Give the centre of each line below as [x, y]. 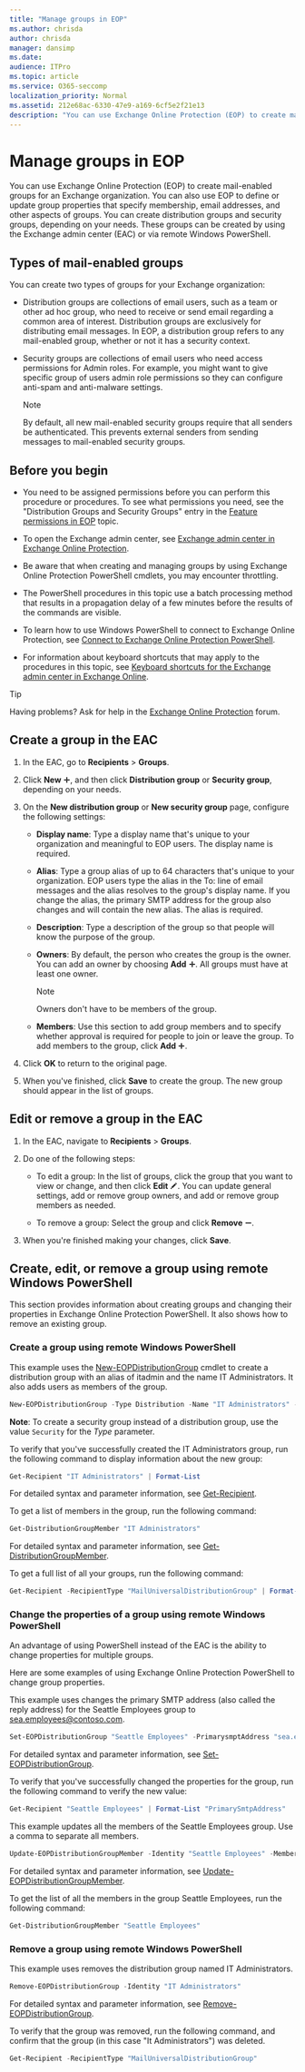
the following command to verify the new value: [98, 1792]
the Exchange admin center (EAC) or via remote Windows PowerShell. [140, 234]
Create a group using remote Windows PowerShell [123, 1348]
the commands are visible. [72, 612]
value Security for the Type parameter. [82, 1431]
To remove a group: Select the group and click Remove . [145, 1223]
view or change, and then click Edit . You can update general [154, 1185]
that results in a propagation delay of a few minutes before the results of [157, 603]
